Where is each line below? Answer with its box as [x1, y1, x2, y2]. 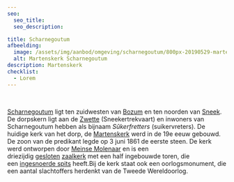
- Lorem [13, 75, 36, 82]
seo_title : [13, 17, 45, 24]
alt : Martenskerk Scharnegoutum [13, 55, 108, 63]
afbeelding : [7, 43, 42, 50]
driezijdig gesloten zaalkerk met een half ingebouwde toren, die [7, 151, 190, 160]
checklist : [7, 68, 39, 75]
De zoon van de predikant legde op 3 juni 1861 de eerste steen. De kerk [7, 137, 212, 145]
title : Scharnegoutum [7, 36, 70, 43]
